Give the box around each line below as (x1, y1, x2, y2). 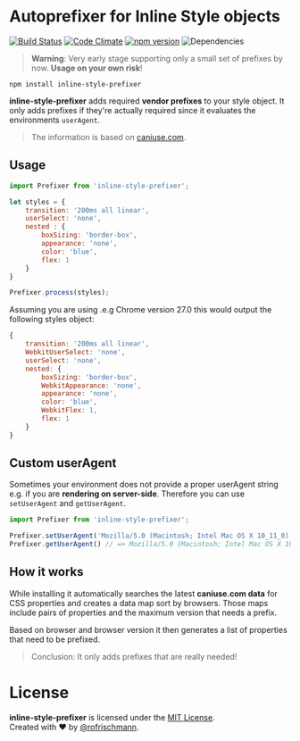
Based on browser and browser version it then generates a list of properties (9, 624, 287, 635)
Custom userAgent (9, 455, 117, 470)
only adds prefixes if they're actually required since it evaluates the (9, 104, 256, 115)
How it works (9, 564, 84, 579)
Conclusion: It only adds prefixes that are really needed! (30, 651, 237, 662)
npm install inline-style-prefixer (9, 79, 142, 88)
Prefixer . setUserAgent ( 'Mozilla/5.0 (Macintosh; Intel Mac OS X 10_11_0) (9, 531, 290, 541)
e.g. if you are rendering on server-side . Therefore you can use (9, 488, 246, 499)
